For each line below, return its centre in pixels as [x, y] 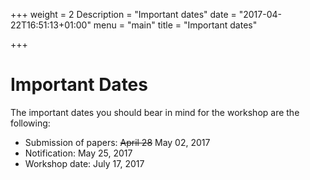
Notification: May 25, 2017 [78, 153]
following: [30, 123]
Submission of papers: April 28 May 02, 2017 [117, 142]
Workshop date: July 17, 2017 [84, 163]
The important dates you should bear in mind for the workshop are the [155, 112]
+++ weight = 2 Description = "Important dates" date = [123, 14]
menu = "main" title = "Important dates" [175, 25]
